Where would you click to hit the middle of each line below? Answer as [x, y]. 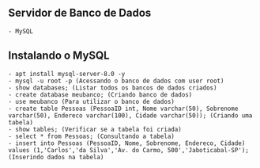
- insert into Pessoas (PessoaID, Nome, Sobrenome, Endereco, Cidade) [127, 143]
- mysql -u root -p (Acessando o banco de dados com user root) [116, 81]
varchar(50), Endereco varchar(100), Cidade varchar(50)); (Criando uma [130, 115]
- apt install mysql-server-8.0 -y [67, 74]
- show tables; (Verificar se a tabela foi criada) [95, 129]
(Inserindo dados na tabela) [56, 157]
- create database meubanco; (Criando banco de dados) [100, 94]
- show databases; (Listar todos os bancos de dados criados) [113, 88]
